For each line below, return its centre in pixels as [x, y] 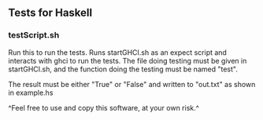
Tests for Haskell [50, 13]
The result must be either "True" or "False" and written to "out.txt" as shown [132, 84]
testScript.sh [34, 35]
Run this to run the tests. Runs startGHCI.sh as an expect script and [117, 52]
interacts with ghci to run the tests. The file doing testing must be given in [128, 60]
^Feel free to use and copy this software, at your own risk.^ [104, 107]
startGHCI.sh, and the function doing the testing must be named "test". [123, 69]
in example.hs [31, 93]
